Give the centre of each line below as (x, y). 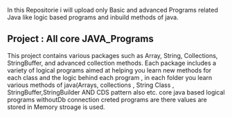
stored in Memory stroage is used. (56, 107)
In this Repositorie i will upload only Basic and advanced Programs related (113, 10)
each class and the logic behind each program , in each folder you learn (110, 77)
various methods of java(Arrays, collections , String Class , (91, 85)
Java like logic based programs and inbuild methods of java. (93, 17)
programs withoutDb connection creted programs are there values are (107, 99)
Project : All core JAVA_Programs (80, 39)
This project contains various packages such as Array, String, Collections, (113, 55)
